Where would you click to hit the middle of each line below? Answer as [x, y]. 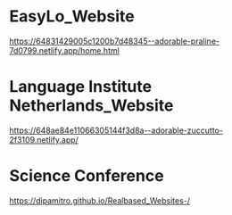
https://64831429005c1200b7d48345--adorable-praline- [115, 41]
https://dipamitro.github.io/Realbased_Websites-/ [99, 200]
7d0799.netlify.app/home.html [65, 50]
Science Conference [87, 176]
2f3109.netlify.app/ [44, 139]
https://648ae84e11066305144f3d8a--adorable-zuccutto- [116, 130]
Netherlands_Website [91, 106]
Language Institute [81, 87]
